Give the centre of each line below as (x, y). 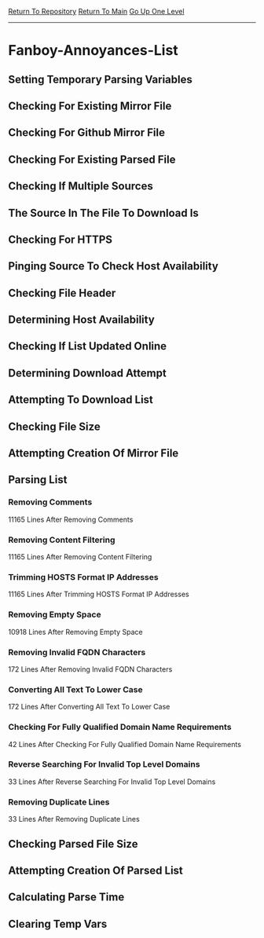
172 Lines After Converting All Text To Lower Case (89, 707)
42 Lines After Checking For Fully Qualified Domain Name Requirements (125, 744)
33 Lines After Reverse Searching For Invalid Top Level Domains (112, 782)
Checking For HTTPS (60, 239)
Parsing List (38, 480)
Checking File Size (54, 426)
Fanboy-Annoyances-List (93, 51)
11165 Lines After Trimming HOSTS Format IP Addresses (99, 594)
